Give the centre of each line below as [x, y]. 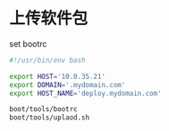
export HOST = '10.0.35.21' [57, 76]
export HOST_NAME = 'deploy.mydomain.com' [86, 93]
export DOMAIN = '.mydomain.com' [68, 85]
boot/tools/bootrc [43, 109]
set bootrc [28, 44]
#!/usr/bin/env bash [48, 60]
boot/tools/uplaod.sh [50, 118]
